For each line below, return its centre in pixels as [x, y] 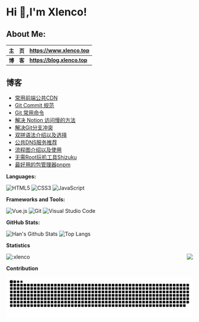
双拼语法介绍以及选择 [41, 135]
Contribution [22, 269]
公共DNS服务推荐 [36, 142]
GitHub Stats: [23, 222]
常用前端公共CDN [36, 98]
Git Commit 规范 [34, 106]
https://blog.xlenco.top [58, 60]
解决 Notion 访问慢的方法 [45, 120]
